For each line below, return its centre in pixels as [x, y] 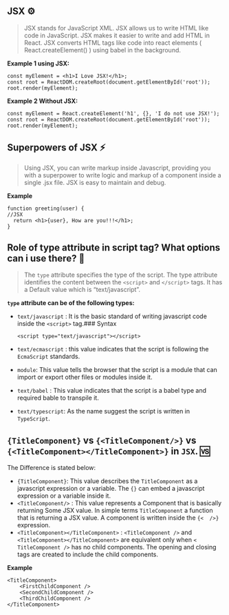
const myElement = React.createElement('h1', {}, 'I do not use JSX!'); [113, 113]
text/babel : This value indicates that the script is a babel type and [112, 391]
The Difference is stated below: [52, 468]
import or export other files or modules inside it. [85, 377]
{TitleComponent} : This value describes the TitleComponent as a [107, 481]
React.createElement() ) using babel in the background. [102, 50]
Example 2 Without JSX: [43, 101]
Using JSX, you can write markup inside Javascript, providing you [117, 168]
